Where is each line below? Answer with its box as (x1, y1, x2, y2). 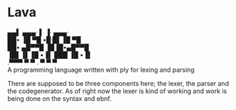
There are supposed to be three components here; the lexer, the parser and (7, 79, 230, 87)
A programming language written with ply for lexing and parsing (7, 65, 195, 74)
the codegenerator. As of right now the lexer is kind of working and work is (7, 87, 227, 95)
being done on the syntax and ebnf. (7, 94, 112, 103)
